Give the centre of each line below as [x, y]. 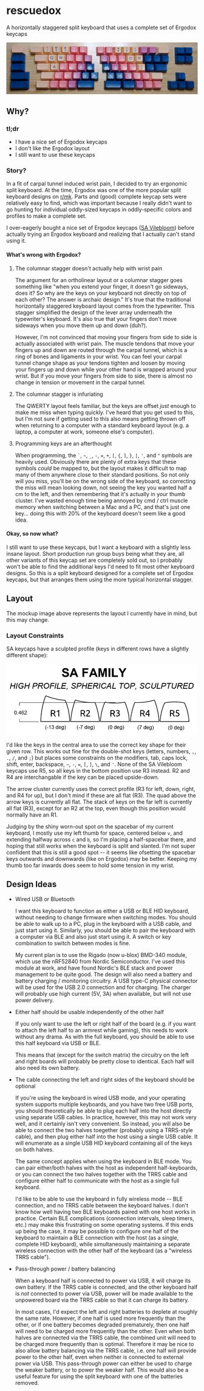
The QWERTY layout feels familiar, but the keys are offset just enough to [105, 406]
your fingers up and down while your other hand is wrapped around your [106, 369]
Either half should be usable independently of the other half [90, 1012]
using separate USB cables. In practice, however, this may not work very [106, 1117]
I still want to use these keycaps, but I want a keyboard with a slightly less [99, 547]
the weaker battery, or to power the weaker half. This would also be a [102, 1370]
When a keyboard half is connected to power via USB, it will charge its [103, 1280]
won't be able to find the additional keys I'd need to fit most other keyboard [100, 567]
